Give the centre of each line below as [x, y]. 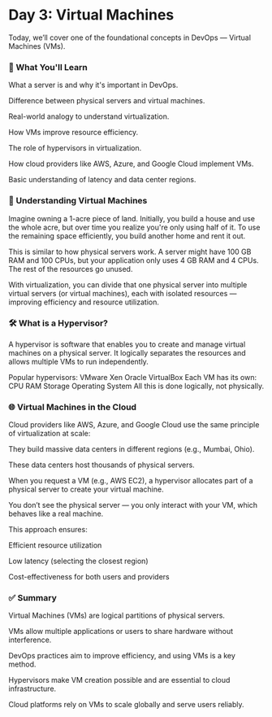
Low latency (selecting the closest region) [78, 561]
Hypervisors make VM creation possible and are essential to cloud [119, 680]
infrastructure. [32, 689]
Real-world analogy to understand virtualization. [89, 116]
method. [22, 664]
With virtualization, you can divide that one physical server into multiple [128, 284]
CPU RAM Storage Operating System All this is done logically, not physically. [136, 386]
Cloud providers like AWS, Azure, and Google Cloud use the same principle [134, 425]
